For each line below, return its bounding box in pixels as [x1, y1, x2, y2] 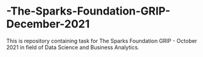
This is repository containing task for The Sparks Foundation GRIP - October [6, 37, 198, 44]
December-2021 [6, 17, 90, 31]
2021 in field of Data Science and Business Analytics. [6, 44, 140, 51]
